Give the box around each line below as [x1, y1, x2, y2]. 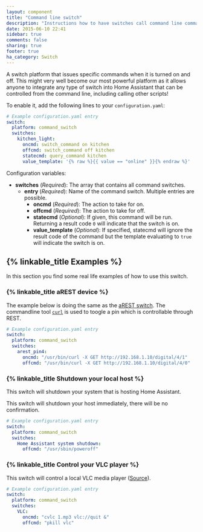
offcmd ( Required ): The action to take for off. [33, 207, 146, 214]
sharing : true [6, 43, 42, 49]
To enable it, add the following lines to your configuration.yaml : [6, 101, 165, 109]
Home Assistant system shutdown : [17, 441, 101, 447]
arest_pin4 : [17, 349, 47, 355]
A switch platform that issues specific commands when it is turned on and [6, 70, 190, 78]
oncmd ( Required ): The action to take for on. [33, 201, 145, 208]
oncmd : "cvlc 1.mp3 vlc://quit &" [22, 514, 110, 520]
